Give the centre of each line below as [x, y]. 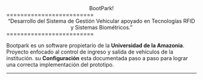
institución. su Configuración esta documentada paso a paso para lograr [97, 58]
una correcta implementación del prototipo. [60, 65]
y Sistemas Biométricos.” [101, 27]
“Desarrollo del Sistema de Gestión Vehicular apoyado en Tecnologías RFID [101, 21]
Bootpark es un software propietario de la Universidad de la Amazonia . [95, 45]
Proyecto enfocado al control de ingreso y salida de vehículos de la [90, 52]
